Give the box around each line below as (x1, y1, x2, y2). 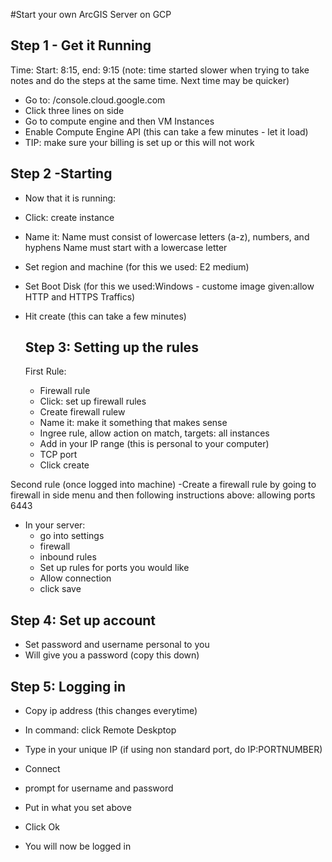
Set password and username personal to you (24, 639, 210, 651)
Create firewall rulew (39, 406, 126, 418)
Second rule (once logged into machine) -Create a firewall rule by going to (10, 479, 317, 491)
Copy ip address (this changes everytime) (24, 705, 198, 717)
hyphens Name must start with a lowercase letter (24, 241, 228, 253)
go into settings (39, 530, 105, 542)
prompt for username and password (24, 782, 174, 794)
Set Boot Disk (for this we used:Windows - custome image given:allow (24, 280, 315, 292)
